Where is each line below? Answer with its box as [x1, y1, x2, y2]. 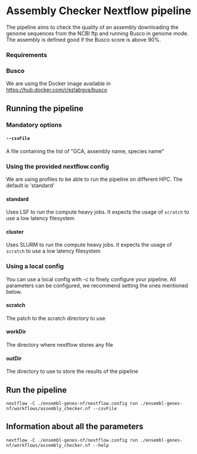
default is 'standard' [6, 181, 55, 189]
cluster [6, 228, 24, 235]
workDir [6, 328, 26, 335]
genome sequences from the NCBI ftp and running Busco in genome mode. [6, 29, 189, 37]
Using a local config [6, 262, 64, 270]
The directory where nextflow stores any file [6, 342, 113, 349]
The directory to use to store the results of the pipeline [6, 368, 138, 375]
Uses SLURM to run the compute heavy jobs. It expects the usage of [6, 241, 172, 248]
